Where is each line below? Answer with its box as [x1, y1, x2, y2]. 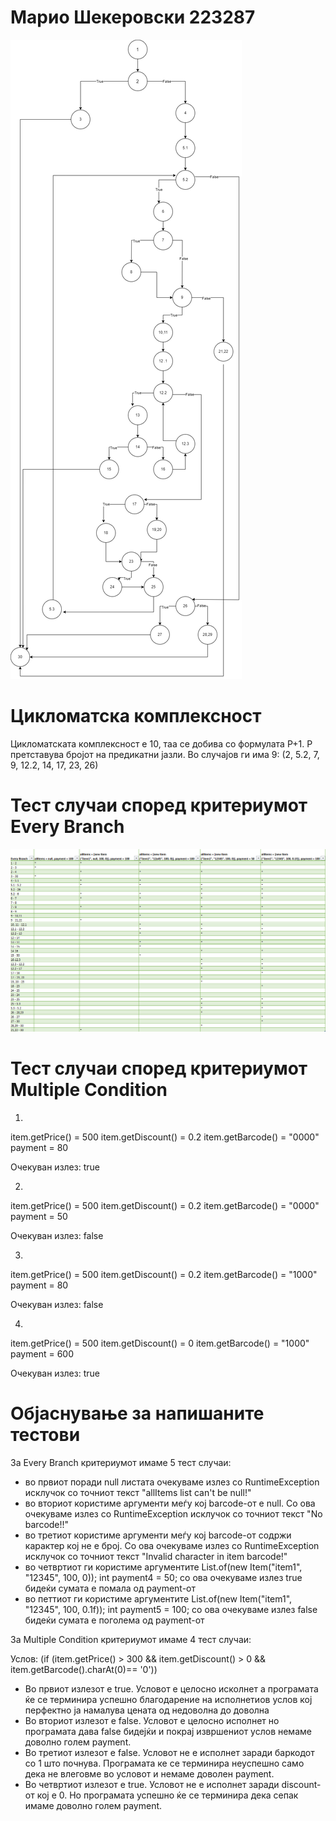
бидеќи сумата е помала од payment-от [24, 1582, 197, 1594]
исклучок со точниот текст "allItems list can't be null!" [24, 1486, 252, 1498]
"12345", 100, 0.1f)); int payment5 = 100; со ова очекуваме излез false [24, 1603, 318, 1615]
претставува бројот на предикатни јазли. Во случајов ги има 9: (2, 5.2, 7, [10, 748, 320, 760]
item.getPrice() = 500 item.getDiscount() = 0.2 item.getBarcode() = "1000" [10, 1268, 318, 1280]
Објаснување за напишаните [10, 1402, 265, 1425]
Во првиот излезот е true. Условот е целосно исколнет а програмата [24, 1682, 319, 1695]
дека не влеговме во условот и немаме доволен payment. [24, 1767, 275, 1780]
